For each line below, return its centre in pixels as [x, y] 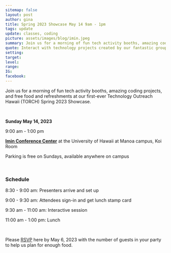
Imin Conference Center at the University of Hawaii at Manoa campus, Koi [83, 141]
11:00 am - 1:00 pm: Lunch [33, 220]
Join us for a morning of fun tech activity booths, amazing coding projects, [84, 91]
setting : [15, 52]
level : [12, 62]
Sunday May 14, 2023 [29, 121]
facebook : [16, 76]
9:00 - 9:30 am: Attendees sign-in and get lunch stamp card [68, 200]
